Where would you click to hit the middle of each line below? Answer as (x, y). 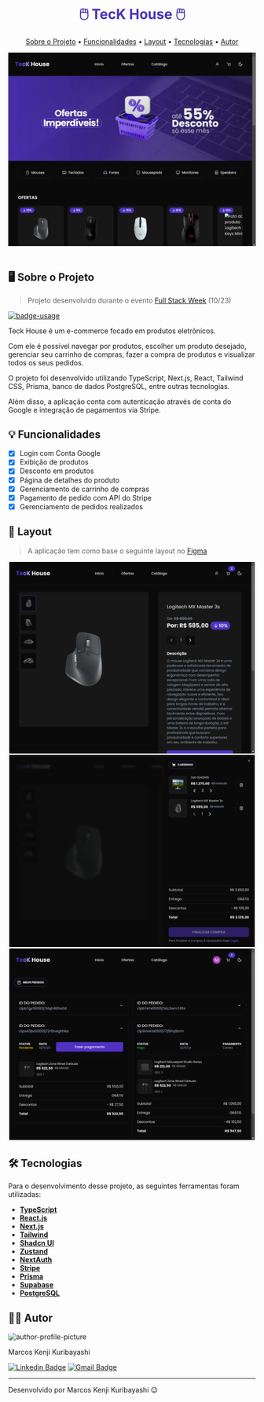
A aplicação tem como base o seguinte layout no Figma (117, 551)
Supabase (37, 1285)
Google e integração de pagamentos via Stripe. (84, 409)
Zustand (34, 1252)
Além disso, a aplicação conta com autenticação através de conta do (120, 402)
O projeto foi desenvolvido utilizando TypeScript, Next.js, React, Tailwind (126, 378)
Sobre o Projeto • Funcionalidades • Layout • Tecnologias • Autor (132, 41)
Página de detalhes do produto (70, 480)
